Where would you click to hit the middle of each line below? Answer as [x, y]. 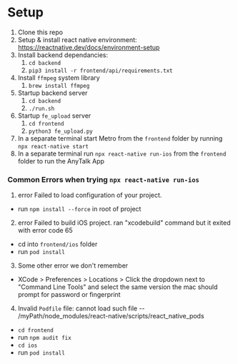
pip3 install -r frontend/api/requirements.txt [100, 71]
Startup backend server [53, 93]
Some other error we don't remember [73, 266]
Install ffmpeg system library [59, 77]
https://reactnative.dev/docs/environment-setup [89, 47]
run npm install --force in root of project [79, 209]
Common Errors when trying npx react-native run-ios [104, 179]
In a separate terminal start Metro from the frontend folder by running [120, 138]
